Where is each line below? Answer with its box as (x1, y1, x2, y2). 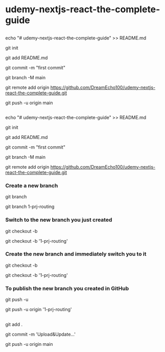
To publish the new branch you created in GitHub (5, 285, 129, 292)
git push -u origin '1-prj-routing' (5, 307, 72, 313)
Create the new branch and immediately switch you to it (5, 250, 147, 257)
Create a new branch (5, 182, 58, 189)
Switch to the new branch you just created (5, 216, 112, 223)
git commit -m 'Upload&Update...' (5, 331, 76, 337)
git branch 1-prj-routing (5, 203, 55, 210)
